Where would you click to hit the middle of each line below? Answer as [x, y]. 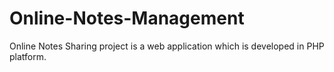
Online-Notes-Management [127, 18]
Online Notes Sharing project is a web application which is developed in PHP [167, 46]
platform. [28, 56]
